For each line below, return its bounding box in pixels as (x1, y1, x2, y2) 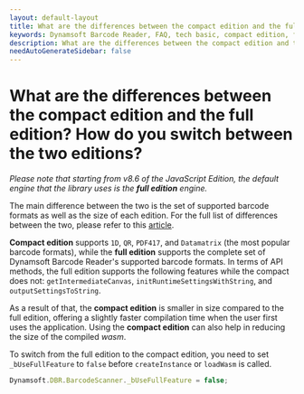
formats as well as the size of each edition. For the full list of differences (9, 210, 279, 221)
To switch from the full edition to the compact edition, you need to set (9, 349, 270, 360)
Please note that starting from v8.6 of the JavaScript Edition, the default (9, 174, 279, 184)
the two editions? (9, 144, 143, 164)
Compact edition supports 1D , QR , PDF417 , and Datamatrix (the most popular (9, 237, 290, 249)
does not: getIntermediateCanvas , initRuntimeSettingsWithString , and (9, 276, 273, 286)
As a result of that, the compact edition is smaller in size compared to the (9, 303, 285, 314)
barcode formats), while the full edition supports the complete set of (9, 247, 266, 258)
